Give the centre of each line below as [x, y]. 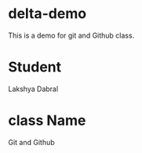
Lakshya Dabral [33, 89]
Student [35, 67]
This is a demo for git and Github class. [71, 35]
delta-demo [47, 14]
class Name [47, 120]
